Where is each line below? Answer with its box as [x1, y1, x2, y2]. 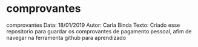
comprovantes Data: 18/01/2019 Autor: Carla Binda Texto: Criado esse [6, 21, 180, 29]
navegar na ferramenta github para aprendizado [6, 34, 126, 41]
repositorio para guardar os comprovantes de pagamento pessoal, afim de [6, 27, 192, 35]
